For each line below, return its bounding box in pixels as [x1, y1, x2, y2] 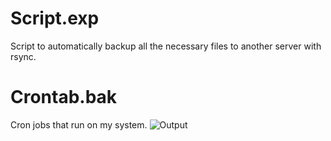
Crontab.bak [10, 86, 118, 109]
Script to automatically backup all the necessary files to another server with [10, 40, 322, 52]
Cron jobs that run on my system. [10, 118, 148, 131]
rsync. [10, 50, 37, 62]
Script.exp [10, 7, 100, 30]
